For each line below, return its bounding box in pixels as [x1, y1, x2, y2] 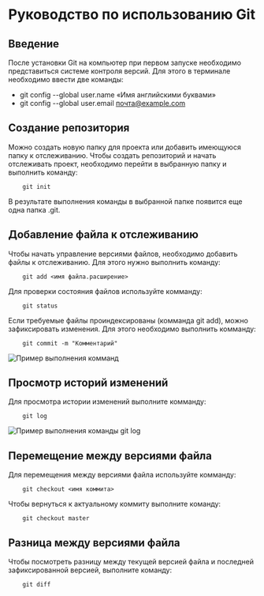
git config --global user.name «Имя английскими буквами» [19, 90, 217, 100]
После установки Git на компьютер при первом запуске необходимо [8, 58, 242, 67]
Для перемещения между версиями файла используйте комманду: [8, 470, 236, 480]
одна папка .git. [8, 205, 61, 214]
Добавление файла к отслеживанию [8, 228, 199, 242]
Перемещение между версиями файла [8, 449, 213, 462]
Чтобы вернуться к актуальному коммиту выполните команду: [8, 500, 221, 509]
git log [22, 413, 47, 421]
